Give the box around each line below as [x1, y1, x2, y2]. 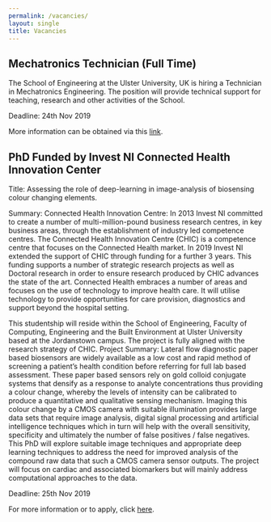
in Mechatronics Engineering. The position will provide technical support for [8, 86, 261, 97]
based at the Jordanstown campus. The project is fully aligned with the [8, 336, 245, 345]
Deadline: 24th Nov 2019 [8, 111, 91, 121]
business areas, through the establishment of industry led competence [8, 225, 244, 235]
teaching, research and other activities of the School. [8, 95, 185, 105]
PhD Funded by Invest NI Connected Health [8, 150, 231, 164]
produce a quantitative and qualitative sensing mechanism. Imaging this [8, 396, 248, 405]
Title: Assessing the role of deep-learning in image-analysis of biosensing [8, 184, 255, 194]
